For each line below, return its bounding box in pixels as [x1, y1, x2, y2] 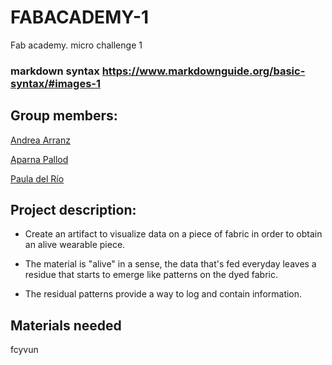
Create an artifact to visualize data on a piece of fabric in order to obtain [24, 228, 323, 240]
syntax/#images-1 [10, 76, 102, 90]
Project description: [10, 202, 137, 219]
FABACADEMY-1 [10, 6, 150, 29]
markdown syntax [10, 64, 100, 78]
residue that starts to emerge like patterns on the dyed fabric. [24, 269, 278, 281]
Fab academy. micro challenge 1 [10, 39, 143, 51]
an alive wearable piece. [24, 239, 126, 251]
